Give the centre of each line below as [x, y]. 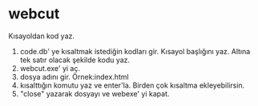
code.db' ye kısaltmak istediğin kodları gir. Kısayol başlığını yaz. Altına [135, 51]
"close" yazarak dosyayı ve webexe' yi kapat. [95, 93]
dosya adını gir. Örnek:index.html [75, 77]
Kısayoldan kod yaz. [41, 36]
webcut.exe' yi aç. [50, 68]
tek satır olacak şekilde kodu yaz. [75, 60]
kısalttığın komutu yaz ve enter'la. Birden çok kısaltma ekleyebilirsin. [132, 85]
